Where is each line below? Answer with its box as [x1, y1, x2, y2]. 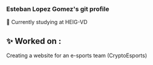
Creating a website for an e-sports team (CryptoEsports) [6, 52, 148, 59]
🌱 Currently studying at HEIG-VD [6, 19, 88, 26]
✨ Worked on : [6, 36, 62, 46]
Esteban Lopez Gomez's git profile [6, 5, 109, 13]
